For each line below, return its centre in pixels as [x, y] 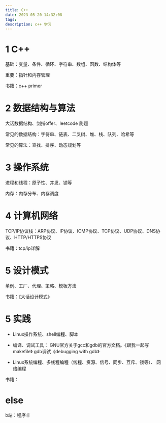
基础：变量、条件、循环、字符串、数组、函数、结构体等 [63, 64]
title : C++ [17, 10]
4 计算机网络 [32, 216]
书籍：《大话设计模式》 [29, 297]
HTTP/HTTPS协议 [33, 237]
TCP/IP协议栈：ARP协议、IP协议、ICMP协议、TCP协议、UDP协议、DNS [81, 231]
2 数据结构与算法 [40, 108]
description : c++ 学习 [28, 24]
